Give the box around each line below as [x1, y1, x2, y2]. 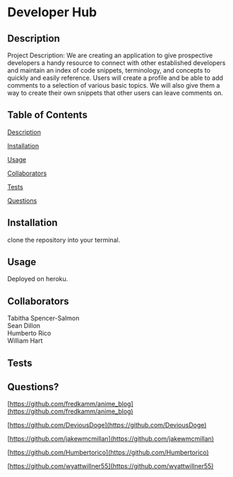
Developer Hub [7, 4, 97, 20]
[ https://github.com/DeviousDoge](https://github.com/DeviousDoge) [7, 421, 207, 430]
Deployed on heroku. [7, 275, 68, 283]
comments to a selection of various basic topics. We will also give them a [7, 81, 220, 89]
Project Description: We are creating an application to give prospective [7, 51, 213, 59]
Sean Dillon [7, 322, 41, 330]
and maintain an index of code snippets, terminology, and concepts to [7, 66, 210, 74]
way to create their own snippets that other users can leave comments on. [7, 89, 224, 97]
